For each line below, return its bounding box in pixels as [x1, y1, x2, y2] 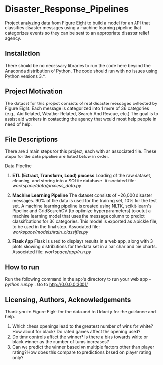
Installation [5, 50, 40, 58]
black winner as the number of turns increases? [12, 339, 109, 344]
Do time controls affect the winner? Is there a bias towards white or [12, 334, 148, 339]
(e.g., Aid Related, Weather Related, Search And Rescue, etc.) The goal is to [5, 110, 159, 116]
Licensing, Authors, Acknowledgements [5, 295, 131, 304]
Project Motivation [5, 87, 63, 96]
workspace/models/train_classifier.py [12, 229, 89, 235]
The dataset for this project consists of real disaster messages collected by [5, 100, 158, 106]
